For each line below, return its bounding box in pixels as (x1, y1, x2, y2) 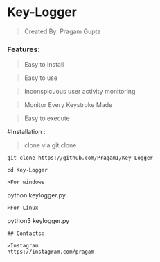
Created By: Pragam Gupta (24, 27, 101, 35)
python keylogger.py (7, 191, 66, 199)
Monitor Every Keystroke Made (24, 101, 113, 109)
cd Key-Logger (7, 167, 48, 174)
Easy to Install (24, 60, 64, 69)
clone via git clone (24, 141, 77, 149)
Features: (7, 44, 40, 54)
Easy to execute (24, 114, 71, 122)
